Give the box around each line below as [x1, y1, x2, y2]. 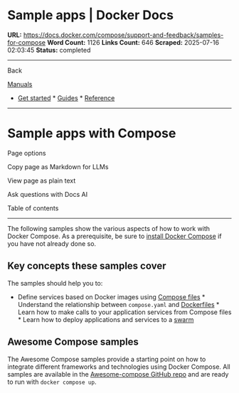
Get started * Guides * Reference [17, 93, 115, 102]
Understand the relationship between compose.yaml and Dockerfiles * [17, 300, 220, 308]
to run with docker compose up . [7, 377, 97, 386]
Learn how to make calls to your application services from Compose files [17, 308, 232, 316]
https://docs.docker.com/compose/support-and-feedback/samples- [23, 31, 224, 39]
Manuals [7, 80, 33, 88]
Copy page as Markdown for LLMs [7, 162, 109, 171]
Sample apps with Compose [7, 125, 176, 141]
